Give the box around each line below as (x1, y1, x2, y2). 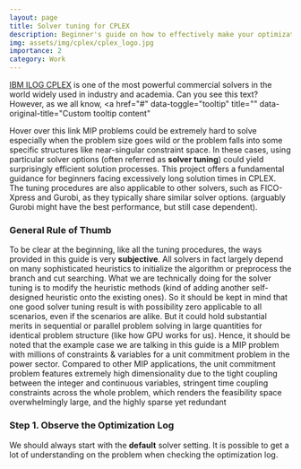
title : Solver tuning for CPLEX (9, 22, 130, 30)
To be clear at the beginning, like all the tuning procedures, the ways (9, 244, 262, 256)
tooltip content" (92, 109, 150, 118)
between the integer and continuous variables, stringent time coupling (9, 378, 269, 388)
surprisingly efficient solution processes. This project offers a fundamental (9, 163, 285, 174)
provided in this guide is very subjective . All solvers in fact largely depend (9, 254, 284, 265)
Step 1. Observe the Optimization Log (9, 419, 175, 431)
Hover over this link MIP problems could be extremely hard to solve (9, 126, 257, 135)
